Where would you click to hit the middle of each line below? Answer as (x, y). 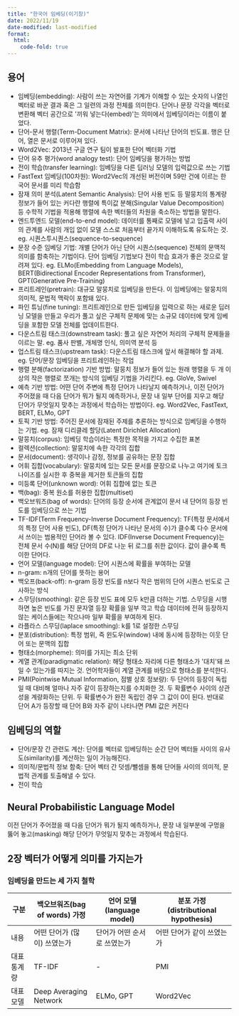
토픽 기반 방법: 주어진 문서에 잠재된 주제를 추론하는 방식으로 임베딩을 (112, 421)
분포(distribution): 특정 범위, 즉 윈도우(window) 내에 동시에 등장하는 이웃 (119, 635)
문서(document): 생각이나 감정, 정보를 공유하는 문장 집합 (96, 457)
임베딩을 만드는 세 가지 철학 (51, 881)
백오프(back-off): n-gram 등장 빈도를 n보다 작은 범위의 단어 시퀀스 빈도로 (120, 581)
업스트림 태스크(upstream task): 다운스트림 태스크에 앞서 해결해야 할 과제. (121, 351)
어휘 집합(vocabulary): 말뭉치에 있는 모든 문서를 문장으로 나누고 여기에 (116, 465)
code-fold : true (44, 47)
